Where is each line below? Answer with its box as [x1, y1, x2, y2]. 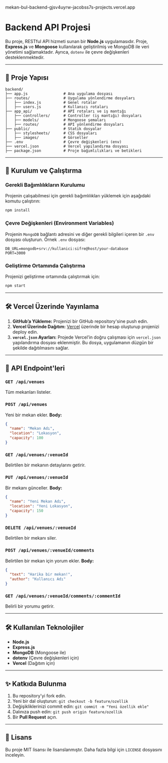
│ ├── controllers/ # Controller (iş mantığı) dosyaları [5, 113, 142, 118]
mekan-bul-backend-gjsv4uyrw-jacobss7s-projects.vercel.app [5, 5, 135, 10]
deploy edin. [12, 329, 38, 335]
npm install [5, 208, 30, 213]
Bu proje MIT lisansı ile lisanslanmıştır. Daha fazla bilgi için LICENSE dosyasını [5, 746, 162, 752]
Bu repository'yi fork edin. [12, 692, 66, 698]
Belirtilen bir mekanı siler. [5, 535, 57, 541]
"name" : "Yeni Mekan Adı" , [9, 499, 66, 504]
